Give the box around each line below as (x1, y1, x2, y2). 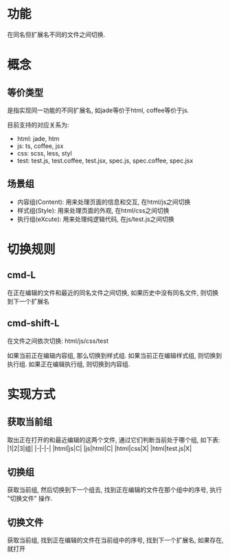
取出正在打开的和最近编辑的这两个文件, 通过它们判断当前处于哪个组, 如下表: (7, 435, 220, 444)
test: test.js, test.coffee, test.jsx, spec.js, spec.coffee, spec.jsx (16, 156, 194, 165)
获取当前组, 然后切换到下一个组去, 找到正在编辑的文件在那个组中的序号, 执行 (7, 486, 222, 494)
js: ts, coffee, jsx (16, 142, 64, 150)
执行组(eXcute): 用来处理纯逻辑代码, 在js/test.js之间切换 (16, 215, 174, 223)
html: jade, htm (16, 134, 60, 143)
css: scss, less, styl (16, 149, 72, 157)
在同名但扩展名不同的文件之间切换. (7, 30, 106, 39)
